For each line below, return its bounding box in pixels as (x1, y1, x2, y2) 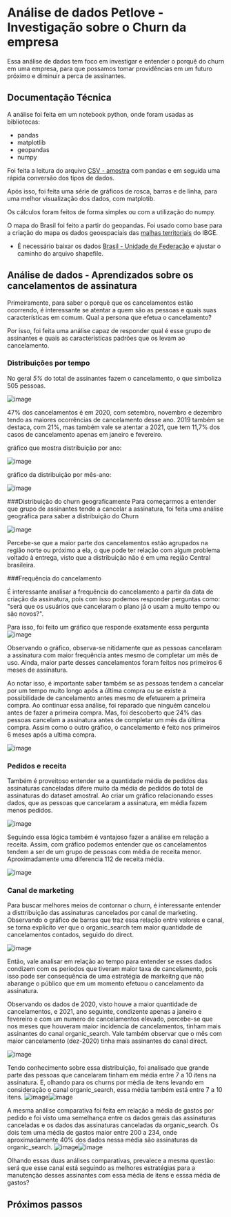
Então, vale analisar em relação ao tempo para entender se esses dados (7, 957, 212, 965)
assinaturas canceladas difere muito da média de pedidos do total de (7, 784, 203, 793)
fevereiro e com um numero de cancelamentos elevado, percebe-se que (7, 1015, 213, 1023)
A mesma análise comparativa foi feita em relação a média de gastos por (7, 1106, 214, 1115)
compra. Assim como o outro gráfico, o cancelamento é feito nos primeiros (7, 723, 221, 731)
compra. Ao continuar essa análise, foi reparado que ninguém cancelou (7, 701, 210, 709)
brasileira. (7, 560, 36, 569)
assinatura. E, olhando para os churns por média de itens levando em (7, 1078, 204, 1086)
